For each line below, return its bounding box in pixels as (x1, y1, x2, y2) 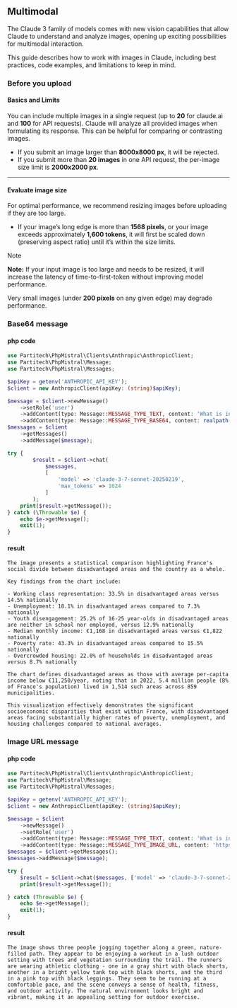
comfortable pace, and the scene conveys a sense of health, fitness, (7, 981, 219, 989)
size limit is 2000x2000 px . (17, 163, 99, 171)
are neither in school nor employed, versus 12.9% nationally (7, 622, 194, 629)
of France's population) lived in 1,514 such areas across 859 (7, 683, 197, 690)
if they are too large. (7, 209, 66, 218)
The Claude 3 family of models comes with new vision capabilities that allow (7, 24, 229, 33)
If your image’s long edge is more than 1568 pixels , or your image (17, 223, 209, 231)
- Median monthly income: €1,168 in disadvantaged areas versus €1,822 (7, 627, 222, 635)
